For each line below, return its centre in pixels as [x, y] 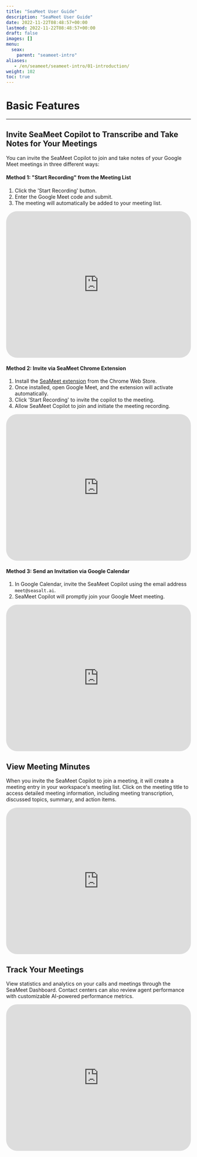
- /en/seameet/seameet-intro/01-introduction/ [72, 66]
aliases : [17, 60]
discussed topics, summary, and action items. [61, 799]
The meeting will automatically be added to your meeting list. [88, 203]
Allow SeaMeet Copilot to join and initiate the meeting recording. [92, 406]
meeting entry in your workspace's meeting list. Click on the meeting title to [97, 787]
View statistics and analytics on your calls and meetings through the [89, 984]
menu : [13, 45]
